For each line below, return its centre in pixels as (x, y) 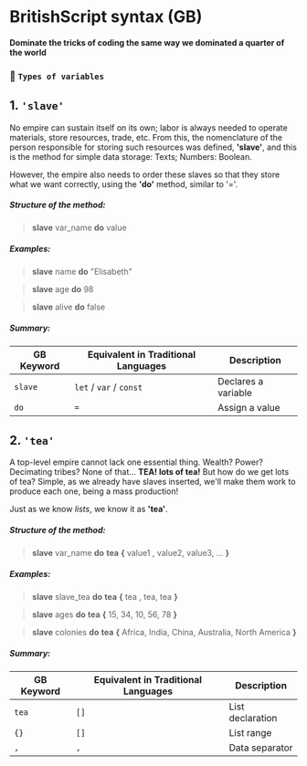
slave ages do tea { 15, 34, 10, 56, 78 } (105, 614)
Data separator (261, 748)
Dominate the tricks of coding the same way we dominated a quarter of (147, 42)
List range (250, 733)
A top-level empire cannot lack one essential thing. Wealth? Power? (136, 462)
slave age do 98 (63, 289)
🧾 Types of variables (57, 76)
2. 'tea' (32, 440)
